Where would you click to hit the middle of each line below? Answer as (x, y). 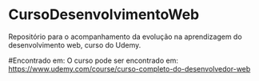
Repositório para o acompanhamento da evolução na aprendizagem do (125, 37)
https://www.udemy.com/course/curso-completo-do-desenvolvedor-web (129, 68)
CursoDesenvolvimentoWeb (104, 15)
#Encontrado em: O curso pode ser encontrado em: (93, 60)
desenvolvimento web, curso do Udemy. (75, 44)
